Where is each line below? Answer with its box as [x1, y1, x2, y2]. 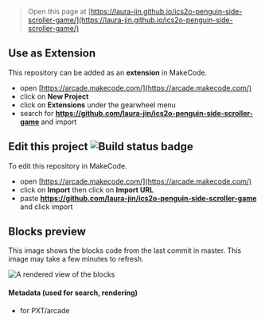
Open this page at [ [27, 7, 92, 16]
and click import [19, 202, 73, 211]
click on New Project [19, 91, 89, 101]
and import [41, 117, 77, 126]
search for [19, 108, 54, 118]
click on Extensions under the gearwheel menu [19, 99, 177, 110]
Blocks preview [8, 225, 86, 239]
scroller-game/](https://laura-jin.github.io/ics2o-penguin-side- [27, 15, 233, 25]
